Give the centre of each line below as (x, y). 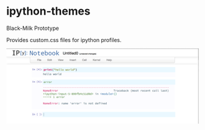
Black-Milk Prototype (33, 28)
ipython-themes (48, 11)
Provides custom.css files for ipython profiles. (64, 40)
